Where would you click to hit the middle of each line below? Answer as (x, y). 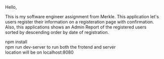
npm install (16, 42)
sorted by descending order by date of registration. (57, 32)
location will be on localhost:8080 (39, 52)
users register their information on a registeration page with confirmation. (80, 22)
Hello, (11, 7)
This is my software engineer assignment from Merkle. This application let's (82, 16)
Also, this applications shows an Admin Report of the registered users (76, 27)
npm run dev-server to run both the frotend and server (60, 47)
